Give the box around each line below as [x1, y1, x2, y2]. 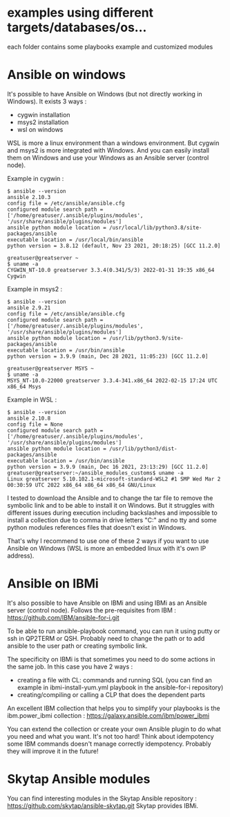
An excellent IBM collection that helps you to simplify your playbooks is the [7, 704, 220, 712]
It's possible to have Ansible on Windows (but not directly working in [7, 89, 202, 98]
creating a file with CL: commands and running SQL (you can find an [17, 676, 212, 684]
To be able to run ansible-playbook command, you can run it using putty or [7, 626, 220, 635]
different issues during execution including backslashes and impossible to [7, 508, 218, 517]
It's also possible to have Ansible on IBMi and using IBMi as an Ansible [7, 599, 207, 607]
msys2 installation [17, 118, 69, 126]
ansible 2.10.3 [7, 193, 51, 200]
